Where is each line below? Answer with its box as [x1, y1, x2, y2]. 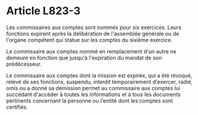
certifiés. [6, 103, 28, 110]
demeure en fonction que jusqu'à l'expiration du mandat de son [6, 54, 162, 61]
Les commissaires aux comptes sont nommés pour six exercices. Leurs [6, 24, 182, 31]
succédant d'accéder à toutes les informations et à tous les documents [6, 91, 181, 98]
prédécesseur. [6, 60, 42, 68]
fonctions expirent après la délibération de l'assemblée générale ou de [6, 30, 180, 37]
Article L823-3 [6, 4, 81, 18]
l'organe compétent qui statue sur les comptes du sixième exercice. [6, 36, 173, 43]
